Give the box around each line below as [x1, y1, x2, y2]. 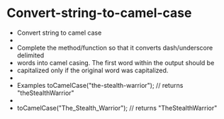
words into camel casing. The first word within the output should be [16, 58, 215, 67]
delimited [16, 51, 45, 59]
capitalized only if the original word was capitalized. [16, 66, 169, 74]
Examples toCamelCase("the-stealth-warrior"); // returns [16, 81, 184, 89]
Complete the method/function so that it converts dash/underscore [16, 43, 213, 52]
